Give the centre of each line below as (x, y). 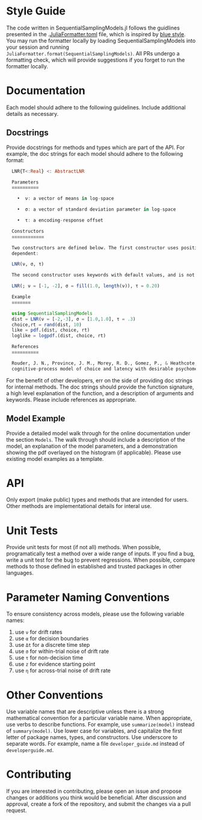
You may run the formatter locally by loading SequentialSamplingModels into (101, 40)
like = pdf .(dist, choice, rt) (51, 330)
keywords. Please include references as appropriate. (72, 399)
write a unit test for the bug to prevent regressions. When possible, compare (101, 560)
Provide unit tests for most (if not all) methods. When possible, (84, 547)
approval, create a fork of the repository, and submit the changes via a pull (99, 804)
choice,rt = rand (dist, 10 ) (47, 325)
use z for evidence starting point (55, 664)
